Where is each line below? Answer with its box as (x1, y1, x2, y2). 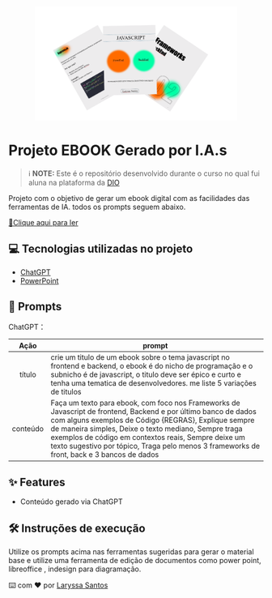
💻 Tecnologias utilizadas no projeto (8, 241, 193, 255)
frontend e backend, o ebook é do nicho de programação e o (50, 361, 253, 370)
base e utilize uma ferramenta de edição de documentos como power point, (8, 556, 261, 566)
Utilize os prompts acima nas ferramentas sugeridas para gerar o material (8, 547, 254, 557)
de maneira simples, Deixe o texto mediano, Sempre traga (50, 424, 243, 434)
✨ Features (8, 476, 66, 489)
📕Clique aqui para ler (8, 217, 79, 227)
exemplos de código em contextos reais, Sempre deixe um (50, 433, 245, 442)
